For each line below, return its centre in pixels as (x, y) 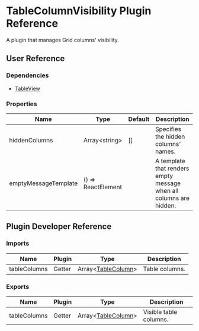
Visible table (160, 311)
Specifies (168, 129)
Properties (22, 104)
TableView (27, 88)
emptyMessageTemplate (44, 183)
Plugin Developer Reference (59, 227)
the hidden (170, 136)
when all (167, 190)
